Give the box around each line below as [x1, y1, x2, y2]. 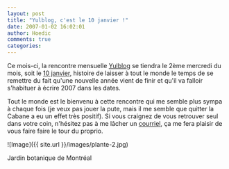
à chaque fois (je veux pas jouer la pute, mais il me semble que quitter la [7, 105, 214, 113]
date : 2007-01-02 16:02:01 [7, 23, 85, 30]
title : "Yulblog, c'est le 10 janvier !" [7, 17, 129, 24]
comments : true [7, 36, 51, 43]
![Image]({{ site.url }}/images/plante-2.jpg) [7, 140, 128, 148]
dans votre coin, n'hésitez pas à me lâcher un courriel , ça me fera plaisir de [7, 120, 223, 127]
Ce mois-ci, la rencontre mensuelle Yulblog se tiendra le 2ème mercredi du [7, 62, 222, 70]
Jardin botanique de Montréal [7, 154, 92, 162]
